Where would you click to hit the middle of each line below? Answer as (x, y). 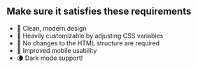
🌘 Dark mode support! (50, 58)
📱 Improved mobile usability (57, 50)
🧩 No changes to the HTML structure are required (88, 43)
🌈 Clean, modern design (51, 28)
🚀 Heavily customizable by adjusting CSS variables (90, 36)
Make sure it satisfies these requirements (99, 11)
